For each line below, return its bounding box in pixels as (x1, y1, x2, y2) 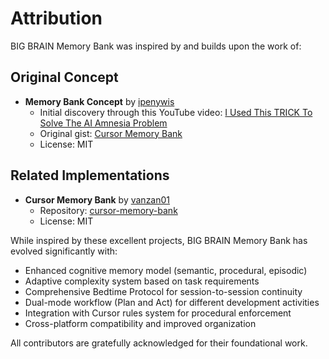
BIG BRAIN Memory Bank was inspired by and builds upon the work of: (10, 40, 302, 52)
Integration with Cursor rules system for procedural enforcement (24, 307, 292, 319)
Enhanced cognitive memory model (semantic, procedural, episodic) (24, 264, 308, 276)
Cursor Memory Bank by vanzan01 (24, 193, 171, 206)
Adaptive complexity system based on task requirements (24, 275, 260, 287)
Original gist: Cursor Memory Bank (39, 127, 183, 139)
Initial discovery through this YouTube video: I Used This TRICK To (39, 106, 313, 118)
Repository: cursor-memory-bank (39, 204, 178, 216)
